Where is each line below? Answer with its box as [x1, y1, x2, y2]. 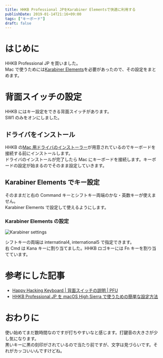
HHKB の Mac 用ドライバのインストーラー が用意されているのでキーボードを [5, 144, 156, 150]
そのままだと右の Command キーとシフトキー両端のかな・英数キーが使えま [5, 192, 156, 198]
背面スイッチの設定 [5, 91, 82, 103]
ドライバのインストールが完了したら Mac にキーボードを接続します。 [5, 156, 144, 162]
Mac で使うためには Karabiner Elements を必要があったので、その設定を [5, 66, 148, 72]
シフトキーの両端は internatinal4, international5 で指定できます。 [5, 239, 135, 245]
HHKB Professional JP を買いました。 [5, 61, 81, 66]
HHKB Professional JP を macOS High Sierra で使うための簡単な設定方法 [12, 294, 158, 299]
